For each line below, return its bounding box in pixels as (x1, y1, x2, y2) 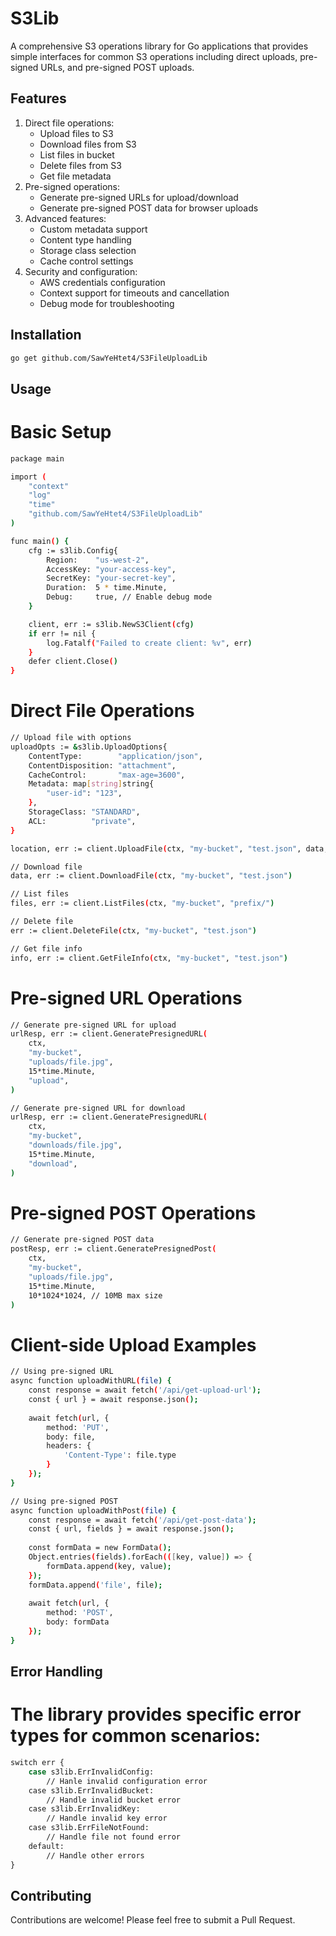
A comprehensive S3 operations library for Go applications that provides (10, 40, 309, 52)
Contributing (10, 1887, 92, 1904)
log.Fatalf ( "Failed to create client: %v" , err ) (46, 638, 253, 648)
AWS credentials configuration (39, 276, 166, 288)
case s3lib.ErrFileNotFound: (28, 1823, 150, 1833)
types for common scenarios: (10, 1725, 261, 1747)
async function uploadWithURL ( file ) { (10, 1376, 172, 1386)
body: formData (46, 1617, 110, 1627)
